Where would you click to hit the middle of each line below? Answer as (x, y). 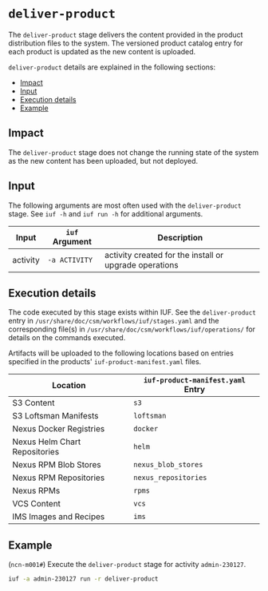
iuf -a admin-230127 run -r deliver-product (83, 579)
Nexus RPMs (36, 491)
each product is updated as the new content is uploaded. (102, 51)
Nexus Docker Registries (59, 429)
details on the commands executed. (67, 338)
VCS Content (37, 504)
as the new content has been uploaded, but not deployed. (103, 161)
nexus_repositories (170, 478)
